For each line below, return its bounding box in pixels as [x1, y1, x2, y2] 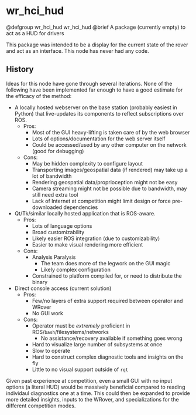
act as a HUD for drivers [6, 29, 64, 36]
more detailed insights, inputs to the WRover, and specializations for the [6, 396, 180, 403]
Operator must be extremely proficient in [32, 322, 130, 329]
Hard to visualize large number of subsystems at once [32, 340, 163, 347]
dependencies [63, 204, 98, 211]
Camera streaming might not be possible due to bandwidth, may [32, 185, 187, 192]
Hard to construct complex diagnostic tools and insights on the [32, 353, 184, 360]
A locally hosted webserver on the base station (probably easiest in [14, 104, 177, 111]
